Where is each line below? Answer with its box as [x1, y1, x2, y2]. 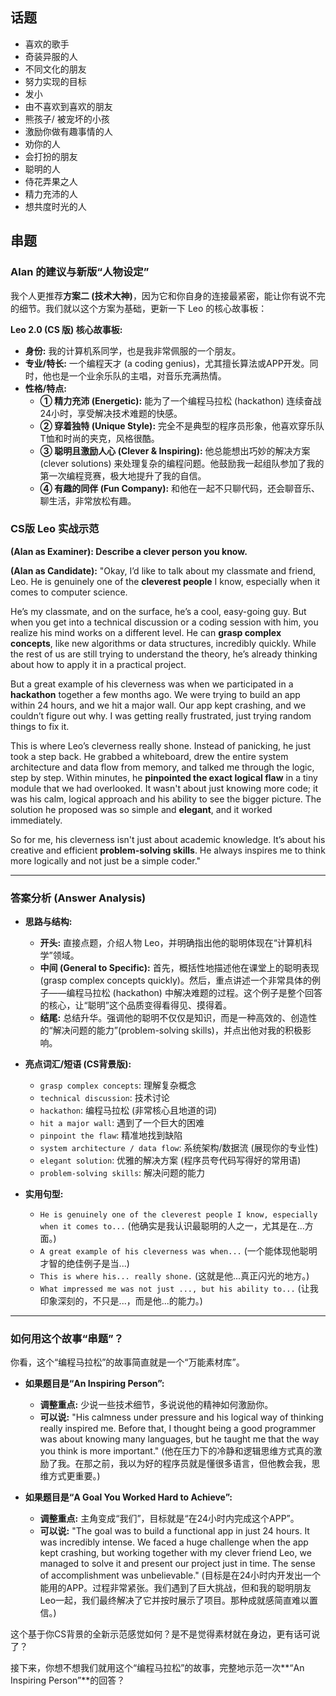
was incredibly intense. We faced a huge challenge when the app [39, 1536, 309, 1548]
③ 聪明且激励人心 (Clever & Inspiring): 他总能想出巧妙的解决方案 [39, 444, 311, 457]
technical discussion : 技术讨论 [39, 1092, 170, 1104]
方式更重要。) [48, 1470, 101, 1482]
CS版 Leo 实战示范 [10, 522, 100, 536]
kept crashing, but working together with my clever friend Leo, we [39, 1547, 312, 1559]
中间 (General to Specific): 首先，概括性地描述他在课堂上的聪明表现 [39, 962, 320, 974]
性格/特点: [24, 382, 67, 394]
